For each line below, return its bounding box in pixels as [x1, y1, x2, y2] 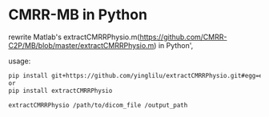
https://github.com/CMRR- [139, 32, 227, 42]
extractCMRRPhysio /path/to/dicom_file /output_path [8, 101, 188, 109]
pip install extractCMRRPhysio [8, 87, 113, 95]
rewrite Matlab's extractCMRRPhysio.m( [8, 32, 140, 42]
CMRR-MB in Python [8, 6, 148, 24]
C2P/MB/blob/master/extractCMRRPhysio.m [8, 40, 155, 50]
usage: [8, 56, 31, 66]
